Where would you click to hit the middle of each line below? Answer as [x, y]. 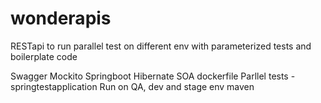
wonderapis [61, 18]
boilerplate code [44, 56]
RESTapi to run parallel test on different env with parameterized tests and [161, 46]
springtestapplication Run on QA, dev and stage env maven [132, 86]
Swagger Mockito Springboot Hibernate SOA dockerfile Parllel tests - [153, 76]
